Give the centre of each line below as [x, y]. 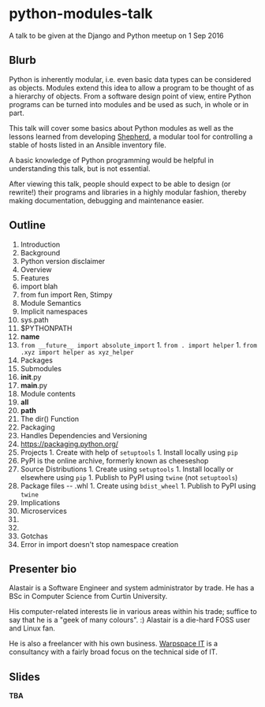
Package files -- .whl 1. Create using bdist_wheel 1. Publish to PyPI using [138, 486]
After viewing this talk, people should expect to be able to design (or [120, 184]
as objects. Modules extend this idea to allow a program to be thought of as [132, 87]
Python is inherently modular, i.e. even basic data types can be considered [130, 79]
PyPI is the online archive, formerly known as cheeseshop [114, 460]
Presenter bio [43, 569]
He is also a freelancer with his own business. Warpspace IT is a [114, 644]
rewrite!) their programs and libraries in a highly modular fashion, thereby [128, 192]
